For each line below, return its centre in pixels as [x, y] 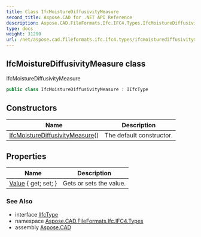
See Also [19, 202]
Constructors [32, 108]
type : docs [20, 28]
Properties [26, 156]
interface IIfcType [36, 214]
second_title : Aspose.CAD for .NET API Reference [69, 17]
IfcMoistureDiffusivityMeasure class [76, 64]
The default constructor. [139, 135]
